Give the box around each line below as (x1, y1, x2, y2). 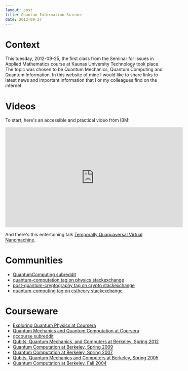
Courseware (5, 305, 58, 317)
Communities (5, 255, 63, 266)
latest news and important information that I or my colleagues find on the (5, 77, 157, 83)
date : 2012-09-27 (5, 17, 42, 22)
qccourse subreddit (12, 333, 54, 339)
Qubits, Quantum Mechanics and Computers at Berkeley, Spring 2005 (12, 355, 159, 361)
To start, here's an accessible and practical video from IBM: (5, 117, 130, 123)
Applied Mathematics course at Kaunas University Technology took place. (5, 61, 160, 67)
